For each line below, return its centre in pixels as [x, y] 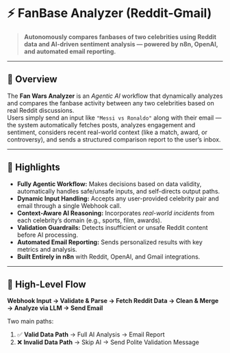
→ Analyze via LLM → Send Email [55, 308]
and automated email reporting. [70, 51]
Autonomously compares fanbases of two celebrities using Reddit [120, 37]
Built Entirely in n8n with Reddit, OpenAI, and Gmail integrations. [108, 257]
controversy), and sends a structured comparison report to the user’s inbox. [114, 139]
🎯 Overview [32, 79]
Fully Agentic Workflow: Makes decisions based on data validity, [109, 184]
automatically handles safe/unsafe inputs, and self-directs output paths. [118, 191]
